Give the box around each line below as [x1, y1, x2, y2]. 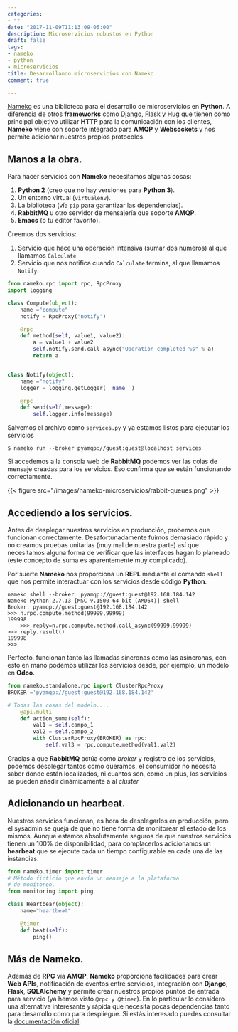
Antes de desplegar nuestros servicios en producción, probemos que [7, 526, 211, 534]
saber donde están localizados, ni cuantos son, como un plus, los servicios [7, 769, 227, 778]
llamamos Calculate [17, 251, 77, 260]
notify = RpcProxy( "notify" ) [20, 312, 107, 320]
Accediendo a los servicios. [7, 507, 133, 519]
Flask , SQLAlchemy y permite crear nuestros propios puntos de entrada [7, 987, 220, 996]
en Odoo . [7, 668, 36, 677]
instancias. [7, 854, 39, 863]
